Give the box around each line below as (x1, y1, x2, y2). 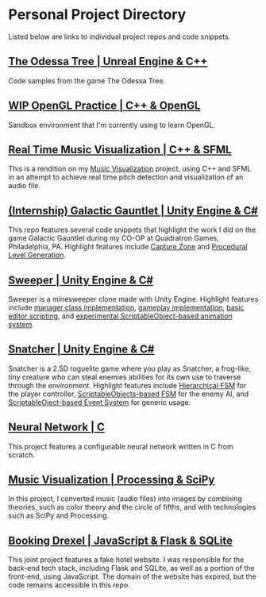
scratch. (8, 450, 36, 460)
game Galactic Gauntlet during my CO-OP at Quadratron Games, (8, 233, 220, 243)
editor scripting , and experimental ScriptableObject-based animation (8, 311, 233, 321)
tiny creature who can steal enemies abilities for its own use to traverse (8, 372, 241, 382)
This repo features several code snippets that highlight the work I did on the (8, 225, 256, 235)
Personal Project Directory (8, 6, 187, 24)
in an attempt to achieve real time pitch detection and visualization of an (8, 172, 244, 182)
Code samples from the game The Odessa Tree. (8, 75, 165, 85)
